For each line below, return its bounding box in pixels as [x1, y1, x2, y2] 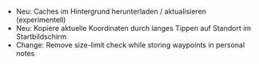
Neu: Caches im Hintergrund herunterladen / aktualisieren [15, 7, 206, 16]
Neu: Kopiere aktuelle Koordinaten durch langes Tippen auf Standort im [15, 24, 252, 32]
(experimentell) [15, 15, 66, 24]
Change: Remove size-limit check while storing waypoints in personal [15, 40, 245, 50]
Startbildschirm [15, 32, 67, 41]
